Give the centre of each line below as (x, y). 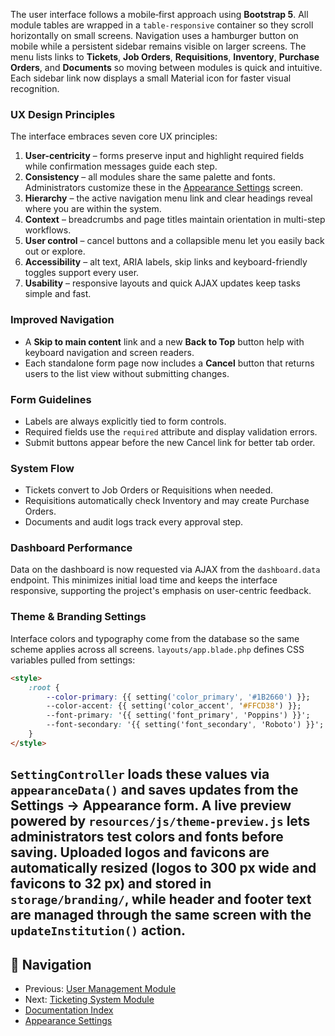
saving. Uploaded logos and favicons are (140, 852)
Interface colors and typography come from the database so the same (155, 638)
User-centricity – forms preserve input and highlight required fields (164, 156)
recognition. (35, 88)
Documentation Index (69, 1010)
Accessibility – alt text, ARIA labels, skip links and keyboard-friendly (166, 262)
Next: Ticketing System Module (89, 999)
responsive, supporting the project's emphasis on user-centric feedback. (161, 591)
